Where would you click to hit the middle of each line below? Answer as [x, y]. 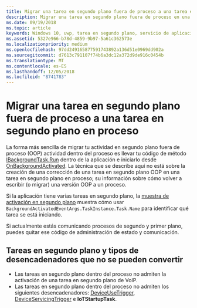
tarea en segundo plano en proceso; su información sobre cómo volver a [94, 178]
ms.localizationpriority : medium [47, 45]
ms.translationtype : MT [35, 60]
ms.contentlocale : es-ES [36, 66]
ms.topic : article [28, 28]
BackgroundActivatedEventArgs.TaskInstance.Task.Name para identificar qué [97, 208]
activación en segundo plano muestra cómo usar [65, 202]
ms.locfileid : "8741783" [36, 77]
